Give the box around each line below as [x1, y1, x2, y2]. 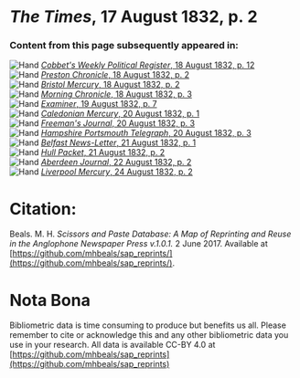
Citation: [9, 198, 77, 219]
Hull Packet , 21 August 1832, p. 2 [40, 147, 166, 158]
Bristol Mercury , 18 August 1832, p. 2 [40, 79, 180, 90]
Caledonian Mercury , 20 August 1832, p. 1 [40, 108, 199, 120]
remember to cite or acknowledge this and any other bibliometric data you [9, 330, 289, 341]
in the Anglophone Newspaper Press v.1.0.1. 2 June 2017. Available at [9, 238, 268, 249]
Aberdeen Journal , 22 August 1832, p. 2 [40, 157, 192, 168]
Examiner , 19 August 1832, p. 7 [40, 99, 157, 110]
